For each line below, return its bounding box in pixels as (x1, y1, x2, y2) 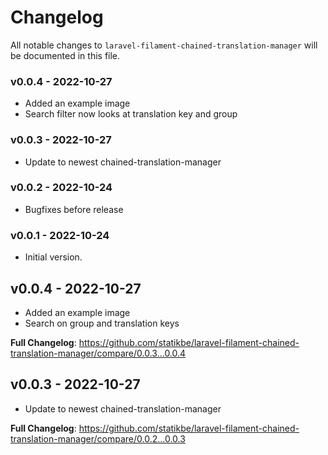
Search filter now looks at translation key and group (24, 108, 238, 120)
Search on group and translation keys (24, 317, 180, 329)
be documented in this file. (10, 49, 121, 61)
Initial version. (24, 251, 83, 263)
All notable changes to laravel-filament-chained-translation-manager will (10, 39, 318, 51)
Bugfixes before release (24, 203, 124, 215)
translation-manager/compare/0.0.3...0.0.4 (10, 347, 187, 359)
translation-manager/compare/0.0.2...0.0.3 (10, 432, 186, 445)
